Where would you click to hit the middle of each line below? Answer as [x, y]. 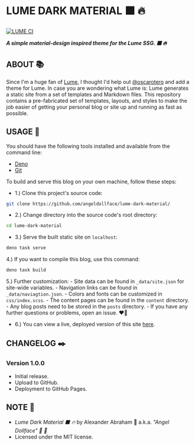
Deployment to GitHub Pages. [51, 389]
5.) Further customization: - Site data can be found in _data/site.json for [95, 281]
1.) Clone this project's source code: [58, 193]
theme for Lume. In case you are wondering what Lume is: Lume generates [97, 88]
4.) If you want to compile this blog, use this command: [73, 259]
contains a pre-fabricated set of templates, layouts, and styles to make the [97, 100]
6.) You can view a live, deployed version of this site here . [85, 324]
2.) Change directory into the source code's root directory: [86, 215]
